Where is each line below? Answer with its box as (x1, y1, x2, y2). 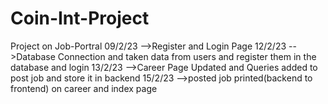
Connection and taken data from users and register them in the (57, 50, 317, 62)
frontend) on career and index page (10, 82, 158, 94)
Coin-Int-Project (10, 7, 150, 30)
